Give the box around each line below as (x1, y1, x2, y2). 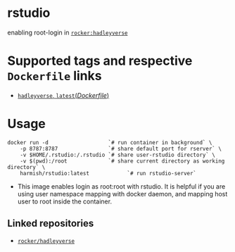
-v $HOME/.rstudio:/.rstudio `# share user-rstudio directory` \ (20, 151, 216, 158)
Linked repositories (7, 218, 94, 229)
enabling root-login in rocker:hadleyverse (7, 28, 128, 37)
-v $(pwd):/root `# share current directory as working (20, 157, 225, 165)
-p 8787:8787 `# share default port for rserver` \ (20, 145, 222, 152)
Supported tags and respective (7, 53, 193, 69)
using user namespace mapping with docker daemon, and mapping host (17, 189, 228, 198)
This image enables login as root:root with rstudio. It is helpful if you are (17, 182, 226, 191)
